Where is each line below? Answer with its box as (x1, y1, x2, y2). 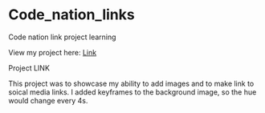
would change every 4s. (8, 95, 88, 105)
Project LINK (8, 63, 51, 73)
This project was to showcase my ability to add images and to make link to (8, 79, 255, 88)
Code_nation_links (8, 6, 135, 24)
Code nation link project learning (8, 32, 116, 42)
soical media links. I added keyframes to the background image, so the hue (8, 87, 257, 97)
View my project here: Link (8, 47, 97, 57)
